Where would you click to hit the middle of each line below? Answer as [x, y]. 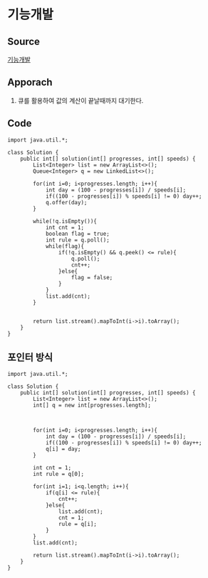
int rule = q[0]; [58, 474]
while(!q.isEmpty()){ [65, 221]
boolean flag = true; [78, 234]
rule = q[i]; [78, 524]
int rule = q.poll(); [78, 240]
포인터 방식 [30, 358]
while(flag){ [64, 246]
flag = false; [92, 277]
